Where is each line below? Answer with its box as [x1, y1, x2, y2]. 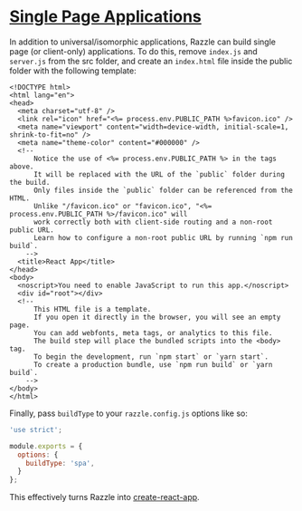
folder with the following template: [9, 65, 137, 76]
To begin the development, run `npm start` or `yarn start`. [33, 352, 269, 362]
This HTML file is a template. [33, 304, 152, 313]
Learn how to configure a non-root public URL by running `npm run [33, 233, 294, 242]
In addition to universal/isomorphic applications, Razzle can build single [9, 36, 276, 47]
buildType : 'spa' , [25, 458, 95, 468]
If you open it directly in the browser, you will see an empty [33, 313, 281, 322]
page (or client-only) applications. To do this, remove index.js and [9, 45, 258, 56]
